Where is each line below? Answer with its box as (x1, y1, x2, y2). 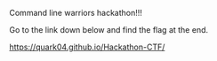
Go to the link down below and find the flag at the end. (9, 25, 209, 34)
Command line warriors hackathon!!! (9, 8, 142, 18)
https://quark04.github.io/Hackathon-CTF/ (9, 42, 165, 52)
